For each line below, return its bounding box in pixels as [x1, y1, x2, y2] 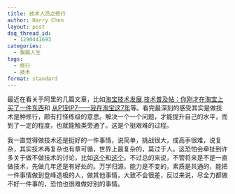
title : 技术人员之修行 [7, 10, 66, 17]
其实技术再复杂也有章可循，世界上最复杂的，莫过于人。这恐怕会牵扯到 [19, 144, 222, 154]
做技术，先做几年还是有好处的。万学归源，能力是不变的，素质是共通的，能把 [7, 162, 228, 171]
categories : [7, 43, 42, 50]
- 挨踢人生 [13, 50, 41, 57]
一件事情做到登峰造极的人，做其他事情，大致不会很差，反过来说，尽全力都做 [7, 171, 228, 179]
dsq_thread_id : [7, 29, 52, 37]
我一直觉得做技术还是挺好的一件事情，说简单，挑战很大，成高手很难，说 [7, 136, 215, 144]
